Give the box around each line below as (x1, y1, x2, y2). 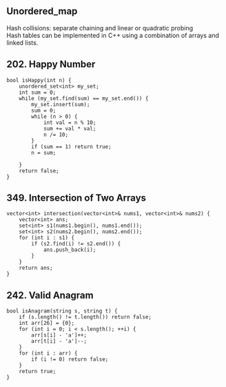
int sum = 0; (19, 89, 56, 96)
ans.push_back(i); (43, 246, 96, 254)
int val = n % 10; (43, 119, 96, 126)
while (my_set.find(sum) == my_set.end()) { (19, 95, 149, 102)
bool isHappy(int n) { (6, 77, 72, 83)
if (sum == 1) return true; (31, 143, 112, 150)
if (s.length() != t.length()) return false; (19, 314, 152, 321)
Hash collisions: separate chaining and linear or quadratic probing (6, 23, 194, 32)
